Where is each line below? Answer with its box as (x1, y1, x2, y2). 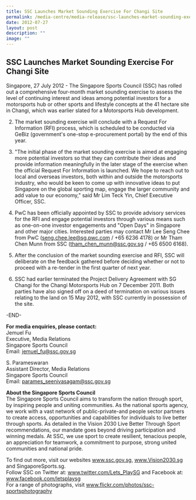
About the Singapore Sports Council (6, 389, 96, 396)
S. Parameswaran (6, 359, 48, 366)
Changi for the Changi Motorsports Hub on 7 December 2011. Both (14, 281, 174, 288)
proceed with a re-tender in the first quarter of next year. (14, 264, 152, 271)
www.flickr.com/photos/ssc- (86, 481, 155, 488)
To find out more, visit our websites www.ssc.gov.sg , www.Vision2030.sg (6, 456, 183, 463)
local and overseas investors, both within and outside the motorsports (14, 173, 183, 180)
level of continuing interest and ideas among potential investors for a (6, 94, 171, 101)
